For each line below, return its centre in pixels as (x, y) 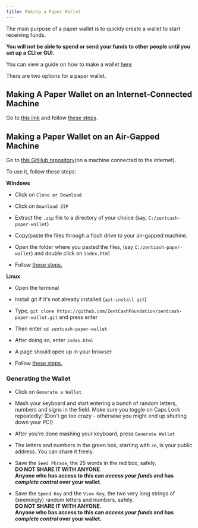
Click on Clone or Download (48, 195)
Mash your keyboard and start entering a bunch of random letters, (96, 403)
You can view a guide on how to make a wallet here (69, 64)
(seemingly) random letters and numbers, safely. (74, 499)
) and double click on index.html (71, 254)
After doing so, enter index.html (54, 340)
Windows (18, 183)
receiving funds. (26, 35)
